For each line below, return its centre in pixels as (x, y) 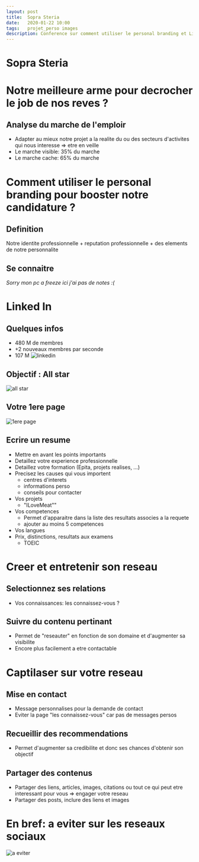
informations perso (46, 486)
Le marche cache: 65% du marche (57, 158)
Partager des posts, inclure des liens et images (72, 800)
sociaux (26, 837)
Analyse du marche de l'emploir (66, 124)
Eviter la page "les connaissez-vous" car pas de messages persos (96, 715)
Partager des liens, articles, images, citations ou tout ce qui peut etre (99, 787)
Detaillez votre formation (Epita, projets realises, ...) (77, 467)
